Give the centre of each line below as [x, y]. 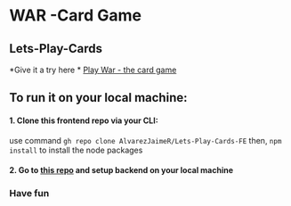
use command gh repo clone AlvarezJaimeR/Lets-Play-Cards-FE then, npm [145, 140]
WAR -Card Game [76, 16]
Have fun [29, 194]
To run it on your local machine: [98, 98]
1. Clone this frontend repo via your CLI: [84, 120]
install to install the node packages [76, 150]
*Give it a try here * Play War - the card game [93, 70]
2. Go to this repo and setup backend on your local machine [121, 170]
